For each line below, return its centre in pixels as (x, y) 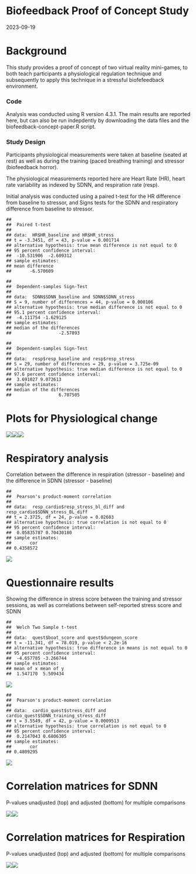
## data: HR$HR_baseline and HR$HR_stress (60, 235)
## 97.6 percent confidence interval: (53, 375)
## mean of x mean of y (35, 669)
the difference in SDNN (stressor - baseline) (59, 481)
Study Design (26, 142)
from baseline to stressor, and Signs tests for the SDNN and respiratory (92, 203)
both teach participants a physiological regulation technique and (84, 73)
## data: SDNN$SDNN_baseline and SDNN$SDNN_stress (70, 297)
